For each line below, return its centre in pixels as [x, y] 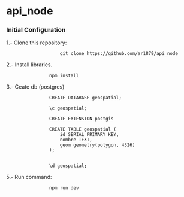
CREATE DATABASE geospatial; [85, 98]
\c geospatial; [68, 108]
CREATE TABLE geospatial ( [83, 129]
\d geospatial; [68, 166]
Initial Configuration [36, 30]
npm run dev [64, 188]
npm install [64, 76]
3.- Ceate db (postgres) [35, 87]
